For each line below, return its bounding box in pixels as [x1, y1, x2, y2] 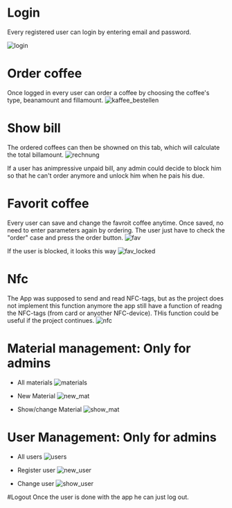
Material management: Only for [7, 340, 191, 356]
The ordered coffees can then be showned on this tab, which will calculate [7, 143, 220, 151]
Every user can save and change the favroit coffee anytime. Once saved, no [7, 219, 224, 227]
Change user [17, 479, 55, 487]
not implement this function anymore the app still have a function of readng [7, 301, 222, 310]
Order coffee [7, 66, 82, 81]
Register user [17, 466, 56, 474]
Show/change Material [17, 405, 82, 414]
